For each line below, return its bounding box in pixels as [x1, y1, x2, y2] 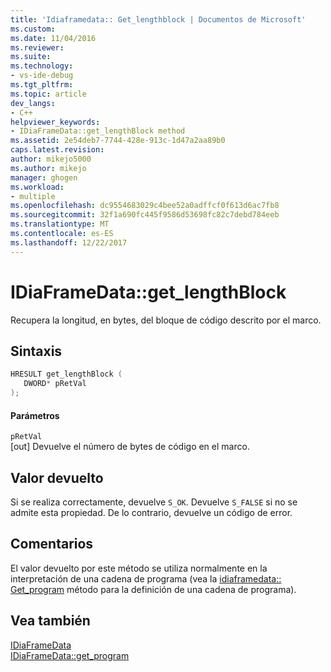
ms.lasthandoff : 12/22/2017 [10, 237, 128, 248]
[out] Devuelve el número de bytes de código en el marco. [10, 441, 250, 453]
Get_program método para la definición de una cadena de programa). [10, 583, 297, 595]
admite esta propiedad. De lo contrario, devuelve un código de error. [10, 507, 293, 519]
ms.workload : [10, 182, 65, 192]
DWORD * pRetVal [23, 379, 87, 389]
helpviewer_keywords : [10, 117, 101, 127]
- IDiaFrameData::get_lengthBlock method [10, 126, 186, 136]
